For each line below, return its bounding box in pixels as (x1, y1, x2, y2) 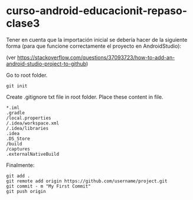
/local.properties (6, 115, 51, 121)
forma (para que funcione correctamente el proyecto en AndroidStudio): (6, 42, 182, 50)
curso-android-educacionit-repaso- (6, 4, 188, 18)
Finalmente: (6, 161, 35, 169)
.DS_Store (6, 136, 31, 142)
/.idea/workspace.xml (6, 120, 60, 126)
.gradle (6, 110, 25, 116)
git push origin (6, 188, 46, 194)
